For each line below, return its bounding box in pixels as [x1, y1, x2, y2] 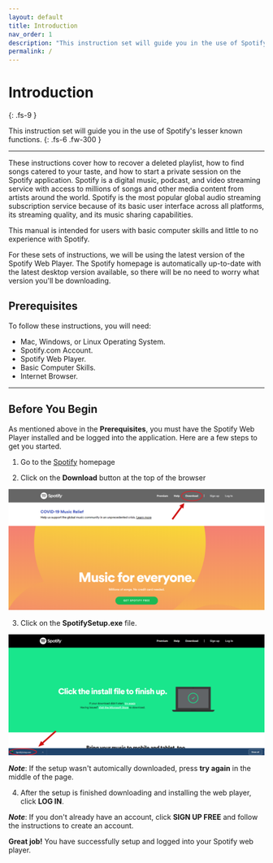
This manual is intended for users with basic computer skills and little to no [8, 226, 258, 236]
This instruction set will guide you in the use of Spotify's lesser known [8, 126, 243, 136]
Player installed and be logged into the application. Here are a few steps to [8, 432, 258, 442]
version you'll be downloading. [8, 276, 111, 286]
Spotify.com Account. [19, 345, 93, 355]
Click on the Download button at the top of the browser [19, 472, 206, 483]
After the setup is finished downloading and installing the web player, [19, 788, 252, 798]
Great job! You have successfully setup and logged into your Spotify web [8, 837, 254, 847]
